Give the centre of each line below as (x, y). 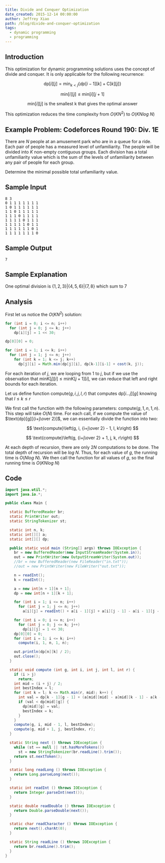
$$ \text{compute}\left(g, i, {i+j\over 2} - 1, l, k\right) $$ (82, 428)
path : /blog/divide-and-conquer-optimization (52, 23)
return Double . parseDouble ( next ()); (52, 810)
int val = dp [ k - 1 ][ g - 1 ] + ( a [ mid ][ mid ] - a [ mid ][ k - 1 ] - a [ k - (90, 697)
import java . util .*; (26, 490)
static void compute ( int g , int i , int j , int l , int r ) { (72, 670)
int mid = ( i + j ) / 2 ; (38, 684)
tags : (11, 28)
